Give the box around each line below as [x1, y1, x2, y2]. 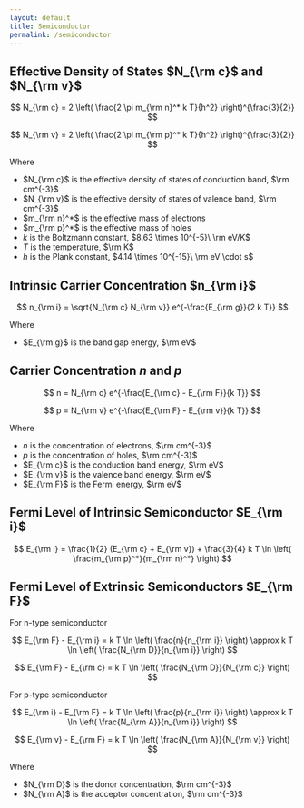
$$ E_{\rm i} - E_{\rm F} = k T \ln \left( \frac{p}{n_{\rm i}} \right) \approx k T [11, 707, 294, 718]
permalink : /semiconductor [9, 30, 112, 39]
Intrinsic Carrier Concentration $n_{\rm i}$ [9, 278, 257, 293]
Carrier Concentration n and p [9, 363, 182, 379]
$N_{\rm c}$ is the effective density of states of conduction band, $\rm [22, 174, 289, 185]
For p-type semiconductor [9, 689, 108, 700]
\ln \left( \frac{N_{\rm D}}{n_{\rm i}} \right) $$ [67, 645, 238, 655]
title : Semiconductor [9, 22, 92, 31]
